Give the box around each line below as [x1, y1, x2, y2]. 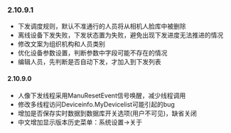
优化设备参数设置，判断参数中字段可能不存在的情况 [17, 48, 168, 58]
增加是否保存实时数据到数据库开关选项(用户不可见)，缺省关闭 [17, 109, 198, 117]
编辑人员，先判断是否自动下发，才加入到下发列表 [17, 58, 161, 66]
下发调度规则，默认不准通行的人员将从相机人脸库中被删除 [17, 22, 186, 31]
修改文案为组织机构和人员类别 [17, 40, 105, 48]
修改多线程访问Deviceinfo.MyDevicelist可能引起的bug [17, 100, 176, 108]
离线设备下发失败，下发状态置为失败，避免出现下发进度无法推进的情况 [17, 31, 224, 40]
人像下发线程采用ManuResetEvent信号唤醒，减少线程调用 [17, 91, 186, 100]
